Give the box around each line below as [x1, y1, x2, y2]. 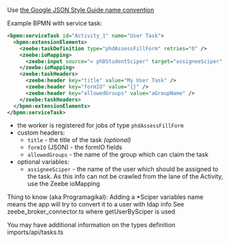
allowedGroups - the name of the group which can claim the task [27, 150, 209, 159]
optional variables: [16, 158, 70, 166]
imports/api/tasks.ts [7, 228, 64, 236]
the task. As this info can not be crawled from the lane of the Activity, [27, 172, 224, 181]
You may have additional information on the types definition [7, 221, 176, 229]
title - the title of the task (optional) [27, 136, 132, 144]
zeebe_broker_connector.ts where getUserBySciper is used [7, 207, 176, 216]
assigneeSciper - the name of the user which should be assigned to [27, 165, 218, 174]
